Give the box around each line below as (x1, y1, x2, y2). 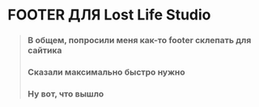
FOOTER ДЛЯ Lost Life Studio (7, 6, 211, 24)
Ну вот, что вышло (27, 88, 104, 99)
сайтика (27, 45, 62, 56)
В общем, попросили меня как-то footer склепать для (27, 35, 252, 46)
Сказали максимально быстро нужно (27, 66, 185, 78)
